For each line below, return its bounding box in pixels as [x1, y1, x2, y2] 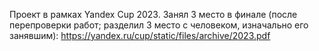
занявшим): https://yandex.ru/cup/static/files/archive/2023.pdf [9, 30, 271, 41]
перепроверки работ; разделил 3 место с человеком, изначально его [9, 19, 309, 31]
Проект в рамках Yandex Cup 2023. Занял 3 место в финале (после [9, 9, 298, 20]
